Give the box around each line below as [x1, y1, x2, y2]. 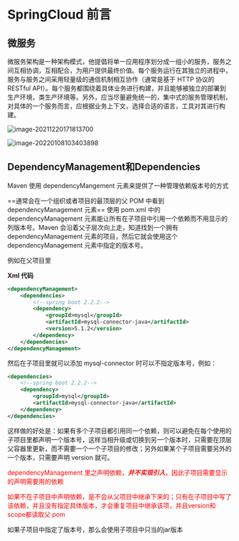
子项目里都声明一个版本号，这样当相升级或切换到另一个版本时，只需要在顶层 [7, 435, 232, 443]
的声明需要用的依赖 [7, 477, 64, 485]
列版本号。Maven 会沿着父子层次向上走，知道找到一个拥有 [7, 223, 179, 231]
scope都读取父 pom [7, 510, 65, 518]
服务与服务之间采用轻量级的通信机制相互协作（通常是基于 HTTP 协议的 [7, 75, 215, 83]
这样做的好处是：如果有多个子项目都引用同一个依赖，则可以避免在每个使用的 [7, 426, 232, 435]
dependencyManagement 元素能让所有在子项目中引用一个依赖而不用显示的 [7, 214, 228, 223]
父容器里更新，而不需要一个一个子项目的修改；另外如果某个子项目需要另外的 [7, 444, 232, 453]
